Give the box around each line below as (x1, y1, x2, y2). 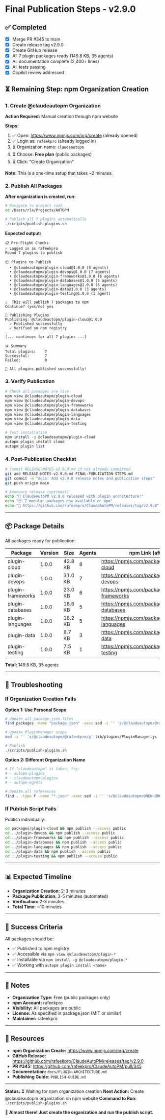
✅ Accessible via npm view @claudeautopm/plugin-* (12, 951, 116, 957)
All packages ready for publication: (5, 537, 76, 544)
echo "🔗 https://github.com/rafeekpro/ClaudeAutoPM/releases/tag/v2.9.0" (5, 503, 160, 508)
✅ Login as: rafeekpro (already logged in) (12, 138, 97, 144)
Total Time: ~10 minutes (12, 904, 62, 910)
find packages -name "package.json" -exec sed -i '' (5, 721, 115, 726)
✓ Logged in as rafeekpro (5, 246, 58, 251)
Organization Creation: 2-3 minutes (12, 888, 86, 894)
